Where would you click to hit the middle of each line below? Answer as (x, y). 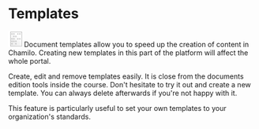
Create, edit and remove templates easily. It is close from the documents (126, 76)
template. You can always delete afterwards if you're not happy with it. (123, 93)
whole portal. (30, 61)
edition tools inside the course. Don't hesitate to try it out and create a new (129, 84)
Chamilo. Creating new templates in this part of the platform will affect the (128, 53)
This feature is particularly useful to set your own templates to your (117, 108)
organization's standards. (49, 116)
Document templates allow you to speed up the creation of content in (137, 44)
